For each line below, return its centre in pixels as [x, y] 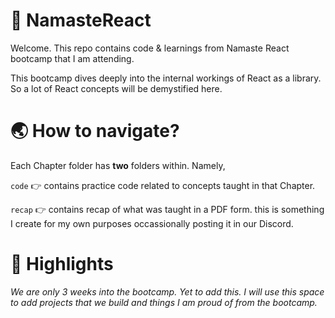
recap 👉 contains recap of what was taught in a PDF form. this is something [167, 209]
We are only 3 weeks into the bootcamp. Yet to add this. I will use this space [167, 291]
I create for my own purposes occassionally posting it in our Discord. [152, 223]
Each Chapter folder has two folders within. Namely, [118, 165]
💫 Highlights [62, 264]
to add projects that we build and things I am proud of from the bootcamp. [164, 302]
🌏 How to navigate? [95, 131]
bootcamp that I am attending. [72, 58]
